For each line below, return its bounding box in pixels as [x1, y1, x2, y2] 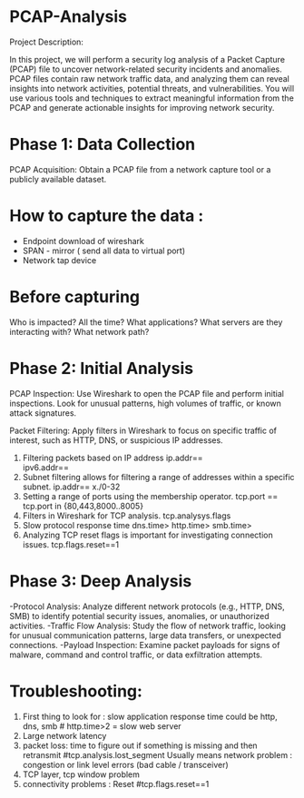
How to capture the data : [9, 206, 204, 226]
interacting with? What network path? [9, 326, 150, 337]
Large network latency [22, 730, 107, 741]
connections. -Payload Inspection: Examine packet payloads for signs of [9, 639, 280, 650]
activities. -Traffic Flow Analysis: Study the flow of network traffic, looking [9, 620, 286, 631]
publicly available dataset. [9, 173, 107, 184]
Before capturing [9, 287, 141, 307]
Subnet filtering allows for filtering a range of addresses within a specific [22, 471, 295, 482]
